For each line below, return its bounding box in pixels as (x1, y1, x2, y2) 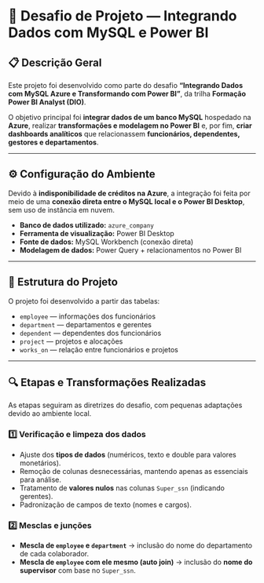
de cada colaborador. (19, 549, 89, 559)
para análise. (19, 475, 61, 484)
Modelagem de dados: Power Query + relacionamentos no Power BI (19, 245, 242, 254)
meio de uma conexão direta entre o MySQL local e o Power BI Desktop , (8, 196, 245, 206)
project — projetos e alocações (19, 337, 123, 346)
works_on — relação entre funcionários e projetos (19, 344, 178, 354)
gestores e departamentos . (8, 137, 99, 147)
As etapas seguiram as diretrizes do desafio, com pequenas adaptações (8, 400, 243, 410)
